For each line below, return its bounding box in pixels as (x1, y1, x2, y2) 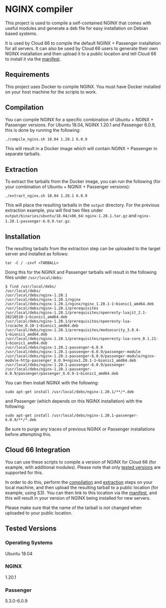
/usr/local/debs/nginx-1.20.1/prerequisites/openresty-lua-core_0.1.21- (5, 337, 159, 342)
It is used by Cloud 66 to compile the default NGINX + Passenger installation (5, 40, 161, 46)
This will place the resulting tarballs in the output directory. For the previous (5, 202, 160, 208)
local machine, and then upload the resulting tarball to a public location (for (5, 484, 159, 490)
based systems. (5, 30, 38, 36)
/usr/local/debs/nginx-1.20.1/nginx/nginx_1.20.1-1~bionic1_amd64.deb (5, 302, 154, 307)
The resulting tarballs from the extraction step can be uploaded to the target (5, 246, 161, 252)
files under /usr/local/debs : (5, 274, 63, 280)
